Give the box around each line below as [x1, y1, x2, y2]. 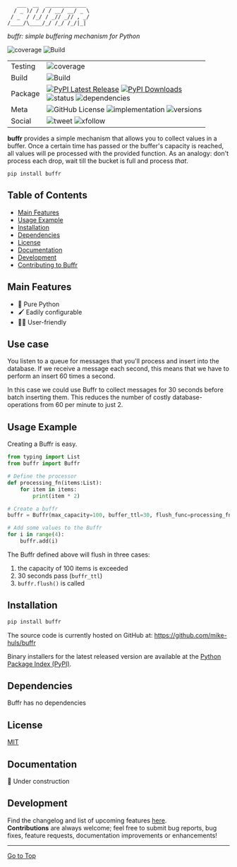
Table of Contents [7, 189, 88, 202]
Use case [7, 339, 49, 351]
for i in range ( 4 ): [7, 531, 65, 538]
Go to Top [7, 851, 37, 860]
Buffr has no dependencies [7, 698, 87, 707]
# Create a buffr [7, 505, 59, 512]
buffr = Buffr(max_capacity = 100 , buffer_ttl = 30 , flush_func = [7, 511, 191, 519]
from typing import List [7, 454, 80, 461]
